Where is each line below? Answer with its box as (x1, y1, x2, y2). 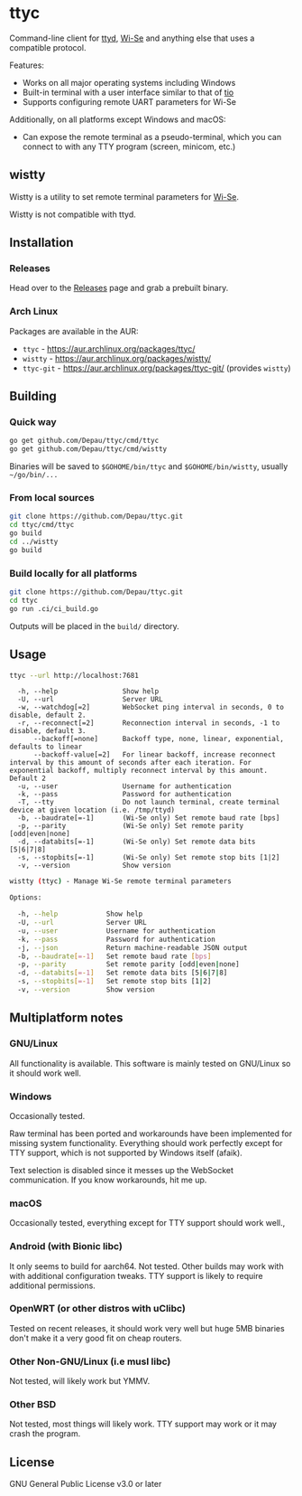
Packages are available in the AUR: (9, 325, 139, 336)
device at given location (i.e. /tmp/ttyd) (9, 805, 176, 815)
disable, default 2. (9, 710, 87, 720)
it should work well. (9, 1068, 82, 1078)
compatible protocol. (9, 42, 87, 52)
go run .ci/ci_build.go (9, 604, 99, 613)
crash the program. (9, 1428, 81, 1439)
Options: (9, 893, 42, 902)
